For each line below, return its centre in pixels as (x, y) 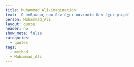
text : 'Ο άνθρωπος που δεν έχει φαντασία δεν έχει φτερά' (68, 15)
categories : (18, 38)
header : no (17, 29)
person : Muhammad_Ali (28, 19)
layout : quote (20, 24)
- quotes (19, 43)
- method (19, 52)
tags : (11, 47)
